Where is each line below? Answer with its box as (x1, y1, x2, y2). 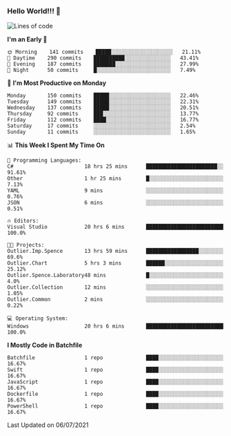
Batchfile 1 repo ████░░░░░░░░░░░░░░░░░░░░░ (7, 354, 224, 361)
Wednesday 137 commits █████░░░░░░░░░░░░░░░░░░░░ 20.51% (7, 104, 199, 111)
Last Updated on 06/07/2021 (7, 421, 89, 429)
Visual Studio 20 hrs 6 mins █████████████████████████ (7, 224, 224, 231)
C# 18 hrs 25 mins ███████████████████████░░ (7, 163, 224, 170)
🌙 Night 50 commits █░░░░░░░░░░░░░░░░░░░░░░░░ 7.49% (7, 67, 196, 74)
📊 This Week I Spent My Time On (7, 141, 105, 149)
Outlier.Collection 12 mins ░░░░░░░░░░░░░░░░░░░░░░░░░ (7, 284, 224, 291)
